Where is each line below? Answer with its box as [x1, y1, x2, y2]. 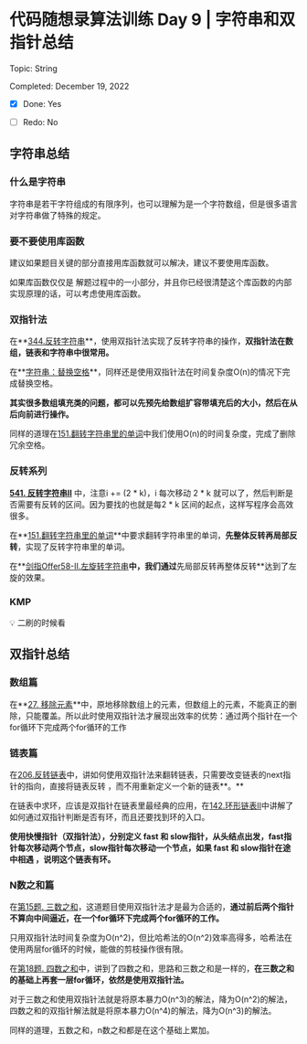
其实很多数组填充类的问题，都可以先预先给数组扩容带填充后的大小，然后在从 [9, 398, 298, 409]
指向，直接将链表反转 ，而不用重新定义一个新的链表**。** [25, 780, 244, 792]
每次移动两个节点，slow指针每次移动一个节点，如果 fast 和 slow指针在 [16, 842, 283, 853]
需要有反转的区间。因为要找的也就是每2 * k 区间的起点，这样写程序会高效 [16, 498, 294, 509]
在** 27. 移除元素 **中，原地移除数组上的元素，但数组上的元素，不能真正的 [9, 698, 290, 709]
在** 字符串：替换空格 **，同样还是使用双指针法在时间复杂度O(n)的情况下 [9, 367, 283, 378]
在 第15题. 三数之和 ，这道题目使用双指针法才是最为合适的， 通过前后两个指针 [9, 901, 294, 912]
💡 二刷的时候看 [9, 617, 66, 628]
